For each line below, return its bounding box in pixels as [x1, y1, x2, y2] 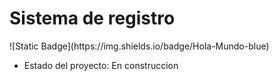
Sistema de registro [9, 7, 176, 30]
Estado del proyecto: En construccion [23, 59, 179, 71]
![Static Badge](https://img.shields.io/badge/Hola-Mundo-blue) [9, 40, 270, 52]
